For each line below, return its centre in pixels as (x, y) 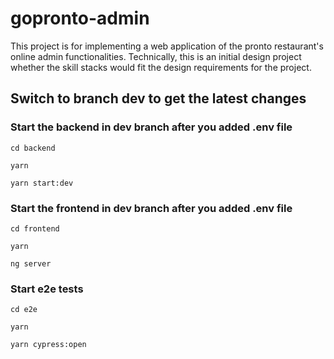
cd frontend (35, 228)
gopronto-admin (80, 18)
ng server (31, 263)
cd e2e (24, 310)
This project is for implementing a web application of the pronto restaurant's (167, 46)
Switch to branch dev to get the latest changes (158, 98)
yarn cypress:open (48, 345)
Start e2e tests (47, 289)
